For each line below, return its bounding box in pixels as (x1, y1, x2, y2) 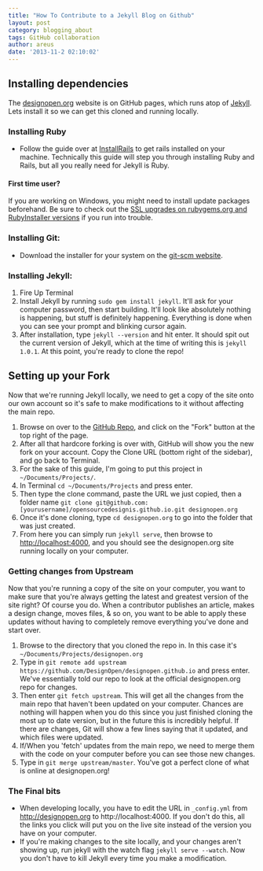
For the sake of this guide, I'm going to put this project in (19, 463, 203, 473)
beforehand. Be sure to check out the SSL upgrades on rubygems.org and (8, 205, 247, 214)
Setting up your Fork (8, 369, 111, 382)
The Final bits (8, 785, 61, 796)
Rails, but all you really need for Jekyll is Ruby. (19, 161, 170, 170)
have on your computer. (19, 829, 97, 838)
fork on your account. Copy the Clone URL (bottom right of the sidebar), (19, 447, 253, 456)
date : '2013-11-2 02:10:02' (8, 48, 100, 56)
